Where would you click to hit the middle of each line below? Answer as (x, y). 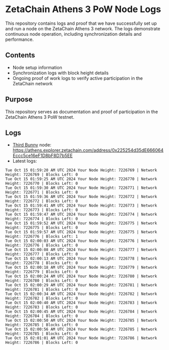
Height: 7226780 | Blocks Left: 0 (42, 281)
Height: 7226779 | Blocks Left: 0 (42, 272)
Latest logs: (25, 161)
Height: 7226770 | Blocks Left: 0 (42, 184)
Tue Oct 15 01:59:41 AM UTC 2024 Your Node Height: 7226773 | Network (81, 206)
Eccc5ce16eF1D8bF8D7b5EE (43, 156)
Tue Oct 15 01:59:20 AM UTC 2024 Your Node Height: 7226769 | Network (81, 170)
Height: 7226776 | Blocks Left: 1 (42, 237)
